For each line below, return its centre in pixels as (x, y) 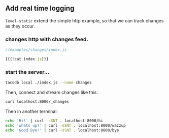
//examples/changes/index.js (36, 50)
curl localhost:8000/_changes (37, 102)
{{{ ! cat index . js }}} (27, 59)
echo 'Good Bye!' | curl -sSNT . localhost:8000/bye (62, 130)
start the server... (27, 72)
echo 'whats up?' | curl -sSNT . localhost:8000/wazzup (65, 125)
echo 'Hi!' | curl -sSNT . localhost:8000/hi (54, 121)
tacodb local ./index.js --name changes (49, 83)
